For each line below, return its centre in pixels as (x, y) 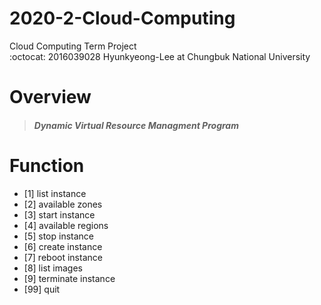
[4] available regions (66, 225)
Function (47, 165)
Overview (50, 97)
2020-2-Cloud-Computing (122, 18)
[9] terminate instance (69, 278)
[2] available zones (63, 204)
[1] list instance (55, 193)
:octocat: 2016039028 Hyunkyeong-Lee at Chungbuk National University (160, 56)
